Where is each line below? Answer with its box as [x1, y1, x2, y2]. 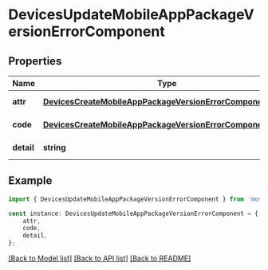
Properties [8, 54, 62, 68]
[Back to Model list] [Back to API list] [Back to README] [8, 253, 191, 264]
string [42, 142, 66, 153]
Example [8, 174, 53, 188]
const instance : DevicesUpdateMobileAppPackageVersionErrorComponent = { [8, 209, 259, 217]
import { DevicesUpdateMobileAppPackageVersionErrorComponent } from [8, 195, 245, 203]
